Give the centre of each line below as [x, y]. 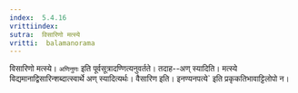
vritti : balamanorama [52, 43]
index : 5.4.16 [38, 18]
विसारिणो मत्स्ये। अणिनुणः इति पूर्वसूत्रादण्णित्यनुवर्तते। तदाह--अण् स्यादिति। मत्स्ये [124, 69]
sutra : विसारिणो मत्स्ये [45, 34]
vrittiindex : [34, 26]
